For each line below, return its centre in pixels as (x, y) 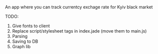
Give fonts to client (31, 26)
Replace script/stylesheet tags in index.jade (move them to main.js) (79, 31)
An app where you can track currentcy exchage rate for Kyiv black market (79, 7)
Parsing (20, 36)
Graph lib (21, 46)
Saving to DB (25, 41)
